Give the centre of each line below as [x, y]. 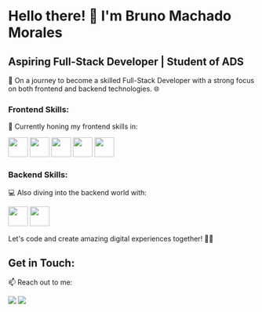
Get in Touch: [42, 263]
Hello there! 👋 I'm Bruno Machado [120, 16]
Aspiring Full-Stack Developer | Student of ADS [126, 62]
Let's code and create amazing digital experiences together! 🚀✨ [111, 238]
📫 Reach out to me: [40, 282]
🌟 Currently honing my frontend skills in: [73, 127]
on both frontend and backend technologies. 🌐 [84, 89]
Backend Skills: [38, 175]
